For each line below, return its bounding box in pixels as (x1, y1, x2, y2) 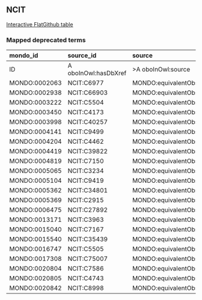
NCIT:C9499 (67, 127, 104, 136)
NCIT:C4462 (67, 138, 104, 146)
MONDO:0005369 (9, 196, 62, 204)
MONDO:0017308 (9, 255, 62, 263)
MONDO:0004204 (9, 138, 62, 146)
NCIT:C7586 (67, 265, 104, 273)
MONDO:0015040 (9, 225, 62, 234)
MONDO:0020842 (9, 284, 62, 292)
